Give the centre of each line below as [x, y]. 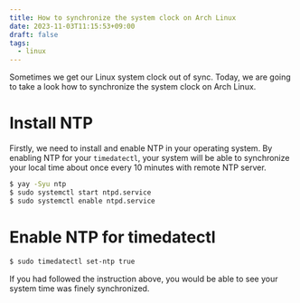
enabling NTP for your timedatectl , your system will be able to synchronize [150, 158]
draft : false [34, 34]
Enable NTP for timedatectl [112, 237]
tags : [19, 43]
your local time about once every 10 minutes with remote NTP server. [138, 167]
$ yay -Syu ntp [38, 185]
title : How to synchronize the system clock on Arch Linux [123, 18]
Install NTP [51, 123]
